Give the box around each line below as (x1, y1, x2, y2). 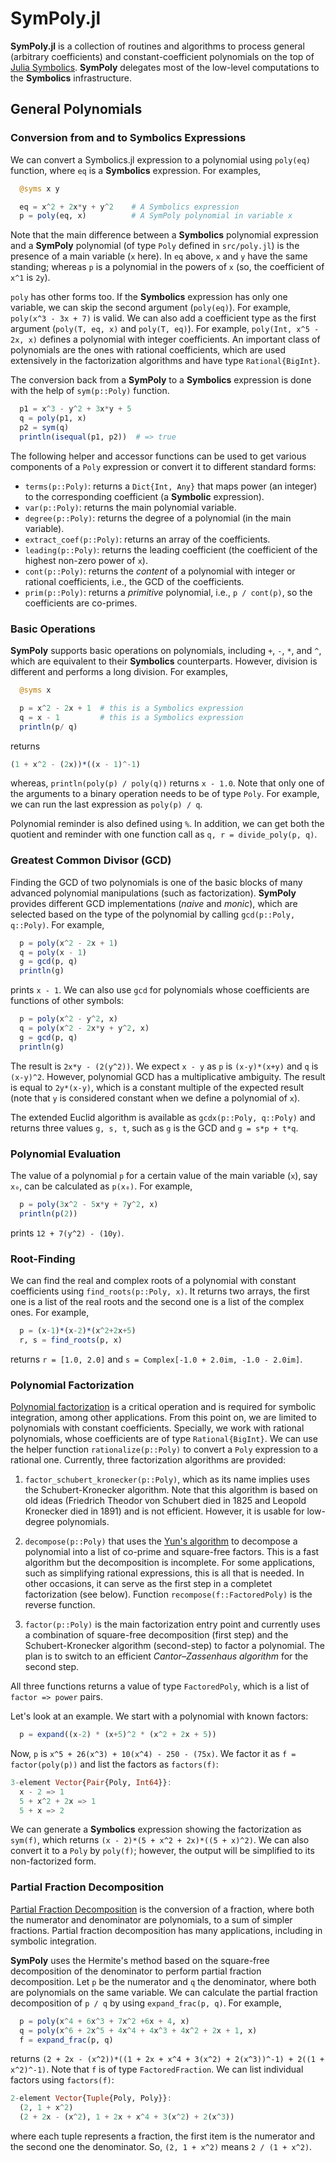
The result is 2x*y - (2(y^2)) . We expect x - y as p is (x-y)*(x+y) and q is (10, 1060, 319, 1072)
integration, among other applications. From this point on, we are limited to (10, 1412, 317, 1424)
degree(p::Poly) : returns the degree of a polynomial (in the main (24, 512, 292, 524)
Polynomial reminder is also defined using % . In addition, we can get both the (10, 818, 325, 830)
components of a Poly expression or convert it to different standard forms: (10, 460, 317, 472)
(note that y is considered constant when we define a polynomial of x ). (10, 1092, 301, 1104)
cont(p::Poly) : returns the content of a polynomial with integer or (24, 565, 296, 577)
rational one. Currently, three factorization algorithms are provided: (10, 1454, 287, 1466)
